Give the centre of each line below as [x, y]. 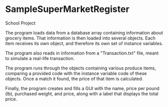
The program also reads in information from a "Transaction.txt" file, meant [82, 53]
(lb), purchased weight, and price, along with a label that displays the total [82, 93]
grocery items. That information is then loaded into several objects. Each [80, 38]
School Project [20, 23]
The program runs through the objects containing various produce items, [81, 68]
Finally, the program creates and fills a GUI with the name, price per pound [82, 88]
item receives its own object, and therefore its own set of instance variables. [84, 43]
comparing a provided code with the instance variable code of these [76, 73]
